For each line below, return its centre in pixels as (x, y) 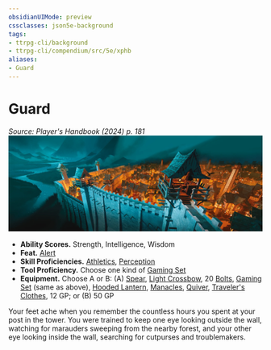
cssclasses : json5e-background (61, 25)
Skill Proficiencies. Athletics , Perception (88, 261)
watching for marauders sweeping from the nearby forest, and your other (130, 329)
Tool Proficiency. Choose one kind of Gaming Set (103, 270)
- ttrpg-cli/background (48, 43)
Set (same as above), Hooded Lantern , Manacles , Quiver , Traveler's (132, 287)
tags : (17, 34)
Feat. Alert (38, 253)
